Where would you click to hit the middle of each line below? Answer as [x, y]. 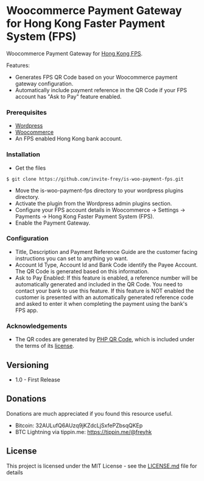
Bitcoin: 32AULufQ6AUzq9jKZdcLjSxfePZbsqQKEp [79, 425]
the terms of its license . [44, 346]
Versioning [27, 365]
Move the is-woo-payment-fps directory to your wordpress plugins [99, 190]
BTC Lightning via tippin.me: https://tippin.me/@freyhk [83, 432]
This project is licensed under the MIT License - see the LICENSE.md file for [102, 466]
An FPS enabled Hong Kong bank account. [69, 139]
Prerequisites [26, 112]
